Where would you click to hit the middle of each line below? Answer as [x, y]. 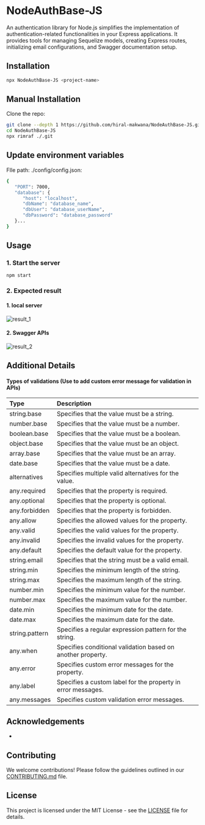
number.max [27, 600]
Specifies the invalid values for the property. [120, 540]
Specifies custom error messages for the [115, 665]
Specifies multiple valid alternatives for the [118, 473]
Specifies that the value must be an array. [116, 454]
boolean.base [29, 434]
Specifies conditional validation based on [116, 647]
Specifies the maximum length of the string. [119, 580]
